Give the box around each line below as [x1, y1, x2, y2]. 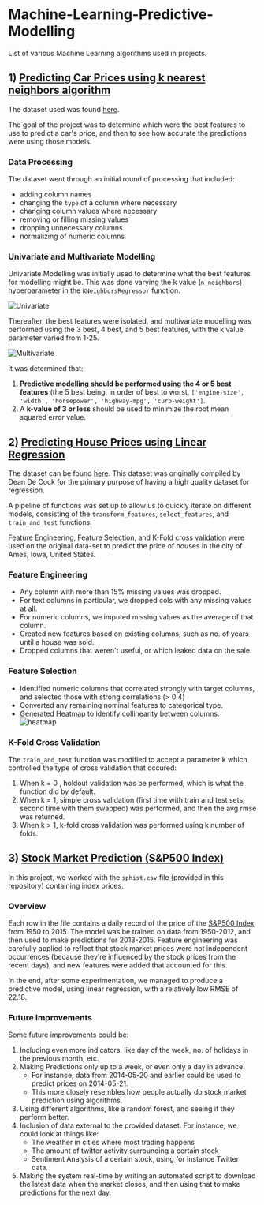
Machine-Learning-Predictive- [8, 6, 214, 24]
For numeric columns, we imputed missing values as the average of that [19, 612, 254, 622]
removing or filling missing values [19, 215, 129, 224]
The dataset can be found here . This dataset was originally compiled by [8, 469, 241, 478]
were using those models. [8, 137, 92, 146]
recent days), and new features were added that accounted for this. [8, 960, 228, 970]
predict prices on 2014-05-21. [31, 1079, 128, 1088]
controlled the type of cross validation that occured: [8, 763, 177, 773]
